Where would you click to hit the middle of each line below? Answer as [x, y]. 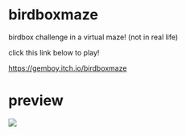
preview [36, 101]
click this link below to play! [54, 52]
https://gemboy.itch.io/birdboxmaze [68, 68]
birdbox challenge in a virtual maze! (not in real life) [93, 37]
